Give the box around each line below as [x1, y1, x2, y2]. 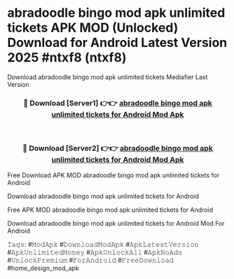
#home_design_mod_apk [7, 264, 79, 272]
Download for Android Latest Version [7, 35, 228, 50]
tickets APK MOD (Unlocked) [7, 20, 179, 36]
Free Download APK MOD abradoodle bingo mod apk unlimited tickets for [7, 170, 219, 179]
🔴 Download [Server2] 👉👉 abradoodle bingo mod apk [22, 144, 214, 154]
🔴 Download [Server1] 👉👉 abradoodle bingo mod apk [23, 98, 212, 108]
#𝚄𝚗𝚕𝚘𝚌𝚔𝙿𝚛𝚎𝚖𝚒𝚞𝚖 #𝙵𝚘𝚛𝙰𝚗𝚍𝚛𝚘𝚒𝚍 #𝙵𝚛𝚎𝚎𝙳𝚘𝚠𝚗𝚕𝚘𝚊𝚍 [7, 256, 174, 264]
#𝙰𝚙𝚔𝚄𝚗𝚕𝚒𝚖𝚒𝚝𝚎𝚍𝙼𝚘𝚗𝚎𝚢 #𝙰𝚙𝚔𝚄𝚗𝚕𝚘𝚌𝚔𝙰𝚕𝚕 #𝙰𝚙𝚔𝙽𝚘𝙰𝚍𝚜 [7, 247, 183, 257]
